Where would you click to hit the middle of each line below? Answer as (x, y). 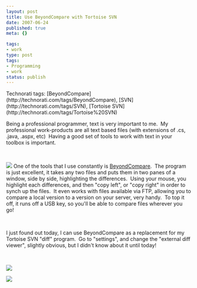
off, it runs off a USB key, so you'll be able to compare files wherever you (94, 204)
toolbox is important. (31, 143)
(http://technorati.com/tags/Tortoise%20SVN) (62, 112)
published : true (26, 28)
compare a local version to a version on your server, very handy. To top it (95, 197)
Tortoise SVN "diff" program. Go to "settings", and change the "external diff (98, 239)
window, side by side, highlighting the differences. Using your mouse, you (96, 179)
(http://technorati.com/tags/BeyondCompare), (62, 100)
